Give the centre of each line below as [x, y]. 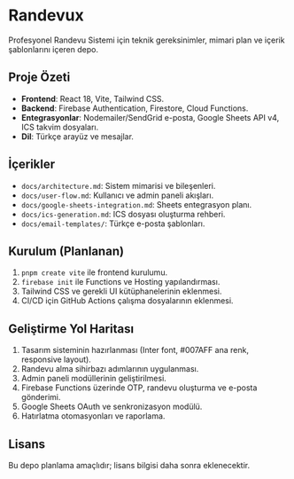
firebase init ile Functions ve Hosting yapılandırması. [120, 282]
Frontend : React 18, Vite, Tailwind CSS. [93, 98]
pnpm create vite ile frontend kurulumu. [94, 272]
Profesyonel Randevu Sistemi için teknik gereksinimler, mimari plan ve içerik [147, 40]
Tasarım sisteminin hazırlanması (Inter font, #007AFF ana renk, [135, 350]
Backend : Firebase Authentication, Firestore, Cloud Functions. [135, 108]
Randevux [46, 16]
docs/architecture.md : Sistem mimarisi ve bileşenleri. [118, 185]
